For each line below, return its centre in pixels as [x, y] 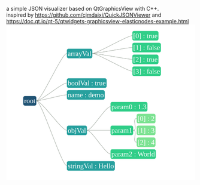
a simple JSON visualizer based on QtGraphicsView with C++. [83, 9]
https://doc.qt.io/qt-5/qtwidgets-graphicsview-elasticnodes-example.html [98, 21]
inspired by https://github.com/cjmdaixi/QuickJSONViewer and [84, 15]
